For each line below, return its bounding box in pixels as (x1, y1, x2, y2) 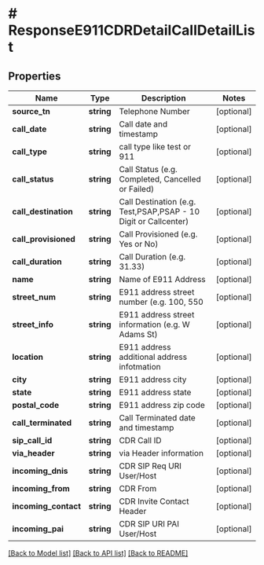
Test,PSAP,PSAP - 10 (119, 206, 200, 217)
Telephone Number (119, 106, 190, 116)
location (12, 351, 43, 362)
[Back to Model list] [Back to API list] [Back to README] (8, 548, 189, 558)
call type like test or (119, 141, 191, 152)
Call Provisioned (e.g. (119, 229, 198, 240)
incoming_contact (12, 501, 81, 512)
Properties (8, 69, 61, 83)
